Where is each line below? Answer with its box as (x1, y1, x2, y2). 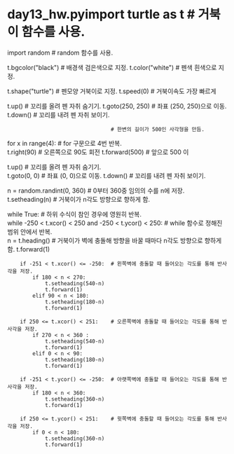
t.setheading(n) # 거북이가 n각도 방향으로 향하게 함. (7, 195, 151, 203)
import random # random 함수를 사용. (7, 48, 113, 57)
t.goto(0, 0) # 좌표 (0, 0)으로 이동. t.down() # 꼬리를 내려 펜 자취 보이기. (7, 171, 206, 179)
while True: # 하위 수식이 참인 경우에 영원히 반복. (7, 209, 142, 218)
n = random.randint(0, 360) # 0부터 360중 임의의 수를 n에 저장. (7, 186, 185, 195)
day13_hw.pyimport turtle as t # (7, 6, 195, 22)
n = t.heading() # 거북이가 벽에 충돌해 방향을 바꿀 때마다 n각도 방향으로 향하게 (7, 236, 222, 245)
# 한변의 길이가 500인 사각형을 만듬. (111, 125, 205, 133)
